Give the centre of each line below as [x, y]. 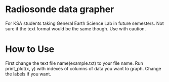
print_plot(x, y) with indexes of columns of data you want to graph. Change [83, 68]
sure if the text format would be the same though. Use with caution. [76, 28]
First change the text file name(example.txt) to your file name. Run [74, 63]
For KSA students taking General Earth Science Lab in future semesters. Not [85, 23]
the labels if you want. [28, 74]
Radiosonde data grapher [60, 9]
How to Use [30, 49]
